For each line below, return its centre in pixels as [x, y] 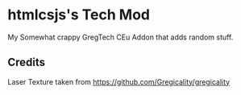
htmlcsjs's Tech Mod [79, 15]
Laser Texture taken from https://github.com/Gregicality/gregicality [119, 81]
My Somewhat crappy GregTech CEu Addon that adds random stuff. [120, 37]
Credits [27, 62]
